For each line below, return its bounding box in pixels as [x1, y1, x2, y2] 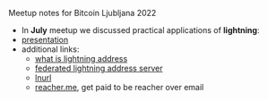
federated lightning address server [34, 63, 163, 73]
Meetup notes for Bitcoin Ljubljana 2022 [8, 8, 157, 18]
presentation [21, 35, 69, 45]
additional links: [21, 44, 80, 55]
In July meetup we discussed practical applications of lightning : [21, 25, 260, 35]
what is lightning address [34, 54, 128, 63]
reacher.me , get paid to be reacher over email [34, 82, 204, 92]
